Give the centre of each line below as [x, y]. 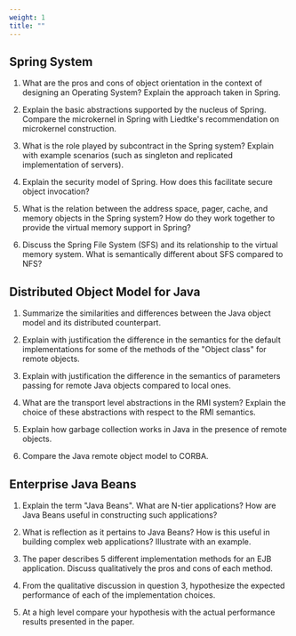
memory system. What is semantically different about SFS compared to [152, 254]
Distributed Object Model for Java [105, 291]
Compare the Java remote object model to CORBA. [115, 456]
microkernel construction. [69, 129]
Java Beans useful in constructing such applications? [120, 515]
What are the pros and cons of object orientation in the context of [142, 83]
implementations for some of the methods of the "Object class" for [144, 350]
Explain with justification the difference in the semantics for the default [152, 340]
